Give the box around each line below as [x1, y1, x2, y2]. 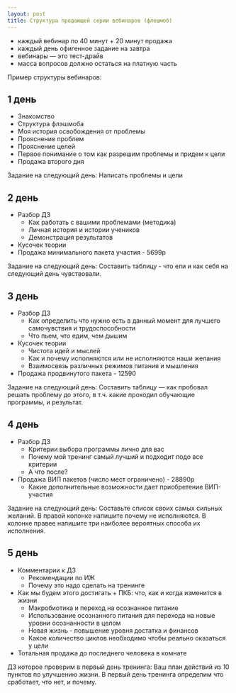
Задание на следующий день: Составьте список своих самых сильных [7, 504, 223, 512]
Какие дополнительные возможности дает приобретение [28, 482, 203, 491]
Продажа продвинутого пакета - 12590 [17, 369, 136, 377]
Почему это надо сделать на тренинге [28, 581, 145, 589]
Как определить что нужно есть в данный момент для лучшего [28, 316, 221, 325]
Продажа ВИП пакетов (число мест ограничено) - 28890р [17, 475, 195, 483]
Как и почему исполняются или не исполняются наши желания [28, 354, 221, 362]
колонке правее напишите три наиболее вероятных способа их [7, 519, 201, 527]
